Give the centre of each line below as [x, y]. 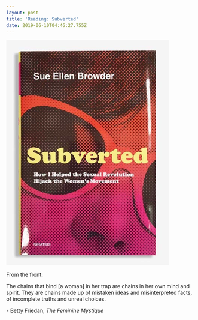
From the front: [25, 275]
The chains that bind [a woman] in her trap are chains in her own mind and [98, 286]
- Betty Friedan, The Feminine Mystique [55, 311]
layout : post [22, 13]
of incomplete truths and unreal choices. [56, 299]
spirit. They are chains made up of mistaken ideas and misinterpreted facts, [99, 293]
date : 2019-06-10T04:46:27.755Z [46, 25]
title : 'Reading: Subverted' [42, 19]
